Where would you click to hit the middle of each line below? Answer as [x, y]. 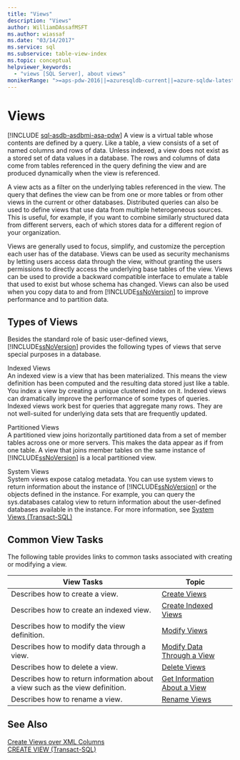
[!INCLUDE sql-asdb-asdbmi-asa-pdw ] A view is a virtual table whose [110, 136]
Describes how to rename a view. [67, 699]
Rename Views [187, 699]
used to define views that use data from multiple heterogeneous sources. [115, 210]
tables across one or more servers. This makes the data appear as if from [115, 442]
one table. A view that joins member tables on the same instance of [106, 450]
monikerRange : [29, 80]
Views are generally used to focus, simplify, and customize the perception [116, 246]
